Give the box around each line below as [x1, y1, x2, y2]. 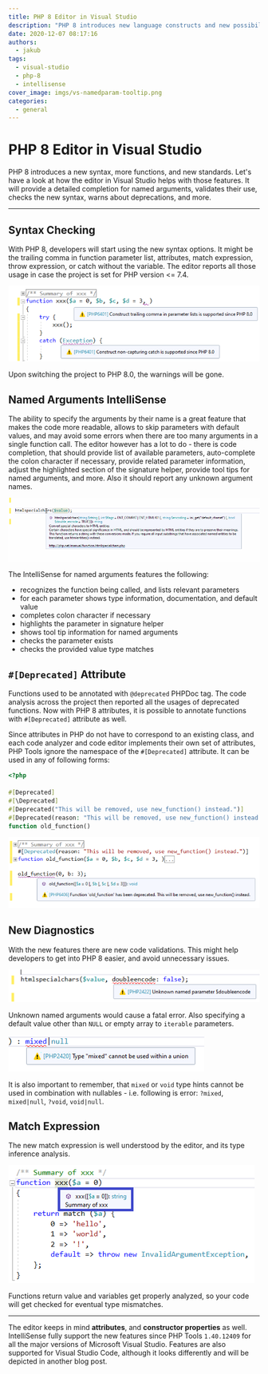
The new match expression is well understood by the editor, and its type [8, 1141, 245, 1151]
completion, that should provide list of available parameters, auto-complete [8, 448, 255, 458]
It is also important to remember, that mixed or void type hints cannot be [8, 1080, 244, 1089]
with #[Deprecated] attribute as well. [8, 714, 128, 724]
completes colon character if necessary [19, 610, 152, 620]
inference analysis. [8, 1149, 70, 1159]
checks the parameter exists [19, 636, 114, 646]
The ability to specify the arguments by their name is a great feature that [8, 414, 246, 424]
